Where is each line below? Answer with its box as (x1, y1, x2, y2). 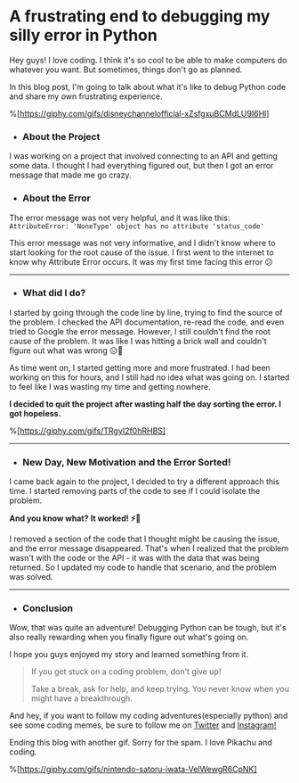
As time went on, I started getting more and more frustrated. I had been (9, 362, 271, 373)
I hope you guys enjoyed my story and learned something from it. (9, 649, 249, 660)
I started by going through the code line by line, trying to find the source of (9, 307, 283, 317)
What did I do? (21, 287, 86, 300)
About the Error (21, 192, 91, 204)
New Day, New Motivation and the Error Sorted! (21, 456, 231, 468)
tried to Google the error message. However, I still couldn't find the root (9, 326, 271, 336)
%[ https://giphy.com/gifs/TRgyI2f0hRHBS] (9, 425, 166, 436)
